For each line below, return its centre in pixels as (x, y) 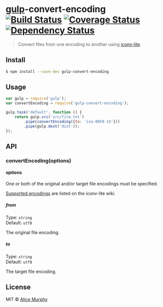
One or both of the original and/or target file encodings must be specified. (82, 184)
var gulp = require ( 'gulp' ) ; (36, 98)
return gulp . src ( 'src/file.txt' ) (49, 117)
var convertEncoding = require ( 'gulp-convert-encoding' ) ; (67, 103)
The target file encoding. (31, 271)
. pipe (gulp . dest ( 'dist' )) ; (52, 126)
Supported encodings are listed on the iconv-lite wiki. (61, 193)
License (18, 287)
